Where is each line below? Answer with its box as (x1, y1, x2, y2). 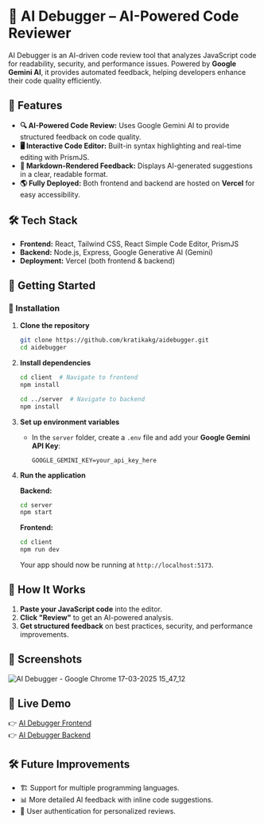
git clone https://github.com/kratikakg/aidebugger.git (19, 336, 209, 345)
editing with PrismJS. (19, 152, 90, 162)
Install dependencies (19, 358, 91, 367)
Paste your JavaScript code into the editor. (19, 604, 163, 614)
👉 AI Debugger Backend (8, 730, 91, 740)
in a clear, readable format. (19, 169, 109, 178)
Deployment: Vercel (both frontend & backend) (19, 256, 175, 265)
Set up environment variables (19, 417, 120, 427)
